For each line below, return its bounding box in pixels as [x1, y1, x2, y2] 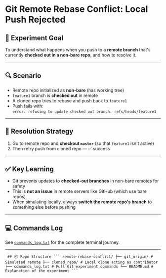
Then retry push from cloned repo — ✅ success [12, 145, 110, 151]
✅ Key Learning [5, 165, 54, 174]
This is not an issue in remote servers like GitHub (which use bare [12, 188, 147, 194]
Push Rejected [5, 14, 66, 25]
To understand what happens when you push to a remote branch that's [5, 47, 151, 52]
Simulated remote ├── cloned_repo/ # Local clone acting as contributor [5, 260, 158, 265]
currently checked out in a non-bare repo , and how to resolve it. [5, 52, 137, 58]
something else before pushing [12, 204, 76, 210]
